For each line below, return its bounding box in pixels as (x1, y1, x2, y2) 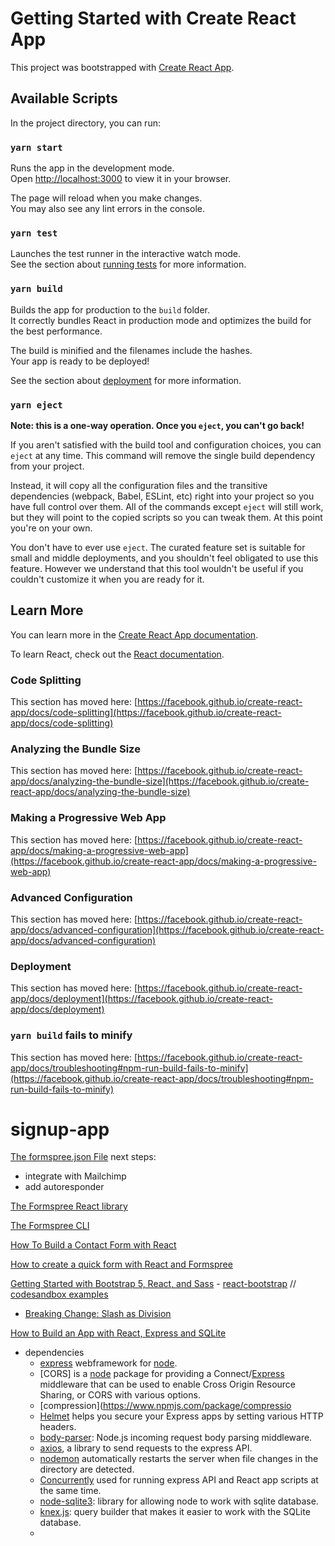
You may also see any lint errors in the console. (10, 203, 205, 215)
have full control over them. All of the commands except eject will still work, (10, 500, 324, 512)
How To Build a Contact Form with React (10, 1239, 177, 1251)
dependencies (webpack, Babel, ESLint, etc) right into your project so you (10, 490, 315, 502)
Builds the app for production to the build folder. (10, 303, 211, 316)
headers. (39, 1421, 77, 1433)
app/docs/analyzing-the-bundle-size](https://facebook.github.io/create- (10, 775, 310, 787)
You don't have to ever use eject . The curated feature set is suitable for (10, 541, 306, 553)
